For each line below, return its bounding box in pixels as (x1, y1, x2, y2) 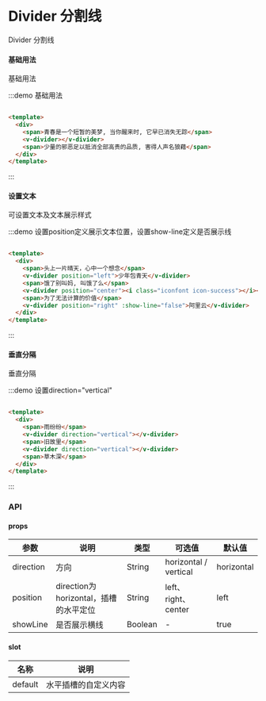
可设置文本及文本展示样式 (8, 210, 92, 220)
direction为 (55, 580, 97, 592)
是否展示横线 (55, 619, 104, 630)
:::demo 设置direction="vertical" (8, 385, 113, 395)
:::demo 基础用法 (8, 90, 63, 100)
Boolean (126, 619, 158, 630)
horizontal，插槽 (55, 592, 117, 603)
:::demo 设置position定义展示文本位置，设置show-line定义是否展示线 (8, 227, 232, 236)
